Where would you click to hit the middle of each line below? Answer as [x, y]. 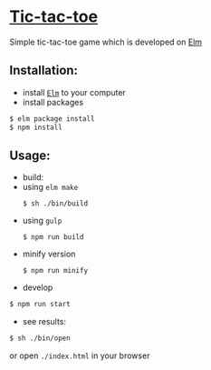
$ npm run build [53, 237]
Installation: [44, 70]
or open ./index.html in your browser [80, 355]
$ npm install [36, 127]
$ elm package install [52, 119]
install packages [53, 102]
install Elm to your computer [74, 92]
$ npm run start [40, 305]
